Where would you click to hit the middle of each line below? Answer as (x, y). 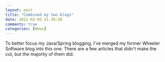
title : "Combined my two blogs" (39, 15)
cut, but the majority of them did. (40, 54)
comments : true (21, 24)
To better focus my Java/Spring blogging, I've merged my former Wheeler (83, 43)
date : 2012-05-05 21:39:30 (34, 19)
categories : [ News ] (26, 29)
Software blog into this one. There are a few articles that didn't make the (81, 49)
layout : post (19, 10)
